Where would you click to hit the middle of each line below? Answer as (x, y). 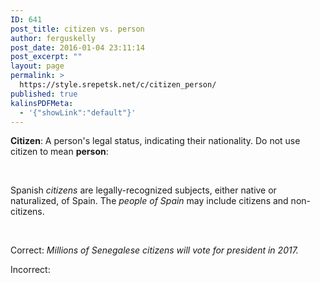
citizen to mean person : (59, 152)
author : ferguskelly (53, 38)
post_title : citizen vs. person (77, 29)
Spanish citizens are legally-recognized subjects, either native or (143, 190)
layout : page (37, 66)
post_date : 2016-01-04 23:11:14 (77, 47)
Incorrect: (30, 270)
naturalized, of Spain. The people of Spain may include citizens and (149, 201)
